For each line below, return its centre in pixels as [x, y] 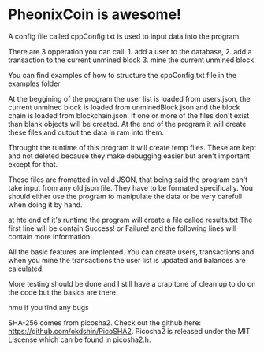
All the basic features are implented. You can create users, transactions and [131, 252]
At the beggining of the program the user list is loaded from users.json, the [129, 98]
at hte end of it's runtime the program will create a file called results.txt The [130, 220]
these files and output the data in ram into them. [86, 132]
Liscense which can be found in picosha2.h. [80, 339]
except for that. [33, 164]
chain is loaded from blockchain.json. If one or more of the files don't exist [129, 115]
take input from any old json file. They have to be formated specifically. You [131, 187]
